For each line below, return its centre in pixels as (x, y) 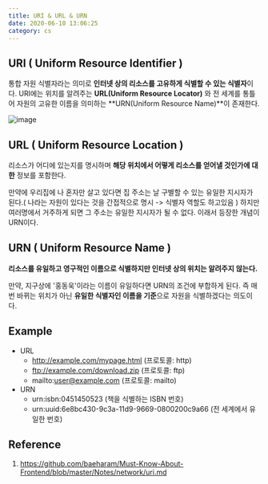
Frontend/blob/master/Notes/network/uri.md (93, 472)
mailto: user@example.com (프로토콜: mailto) (104, 380)
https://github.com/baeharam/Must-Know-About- (102, 464)
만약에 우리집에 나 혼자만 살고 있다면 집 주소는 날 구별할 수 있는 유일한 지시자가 (131, 192)
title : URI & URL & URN (48, 16)
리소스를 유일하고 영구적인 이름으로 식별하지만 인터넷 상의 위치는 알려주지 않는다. (133, 268)
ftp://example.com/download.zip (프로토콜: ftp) (108, 370)
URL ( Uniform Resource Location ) (96, 145)
